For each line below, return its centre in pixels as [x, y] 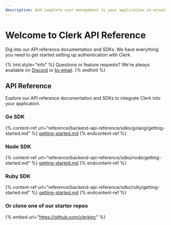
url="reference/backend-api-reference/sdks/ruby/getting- [99, 187]
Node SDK [18, 147]
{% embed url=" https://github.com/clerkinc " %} [55, 217]
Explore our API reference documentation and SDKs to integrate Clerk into [83, 98]
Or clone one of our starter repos [47, 206]
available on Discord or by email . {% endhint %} [55, 70]
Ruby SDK [18, 176]
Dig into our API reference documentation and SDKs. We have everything [82, 49]
